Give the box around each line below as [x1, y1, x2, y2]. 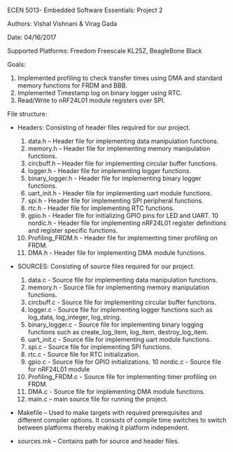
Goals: [7, 60, 26, 69]
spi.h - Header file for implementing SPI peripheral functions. [27, 196, 204, 205]
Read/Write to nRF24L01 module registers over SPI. [17, 96, 166, 104]
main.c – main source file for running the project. [27, 395, 169, 403]
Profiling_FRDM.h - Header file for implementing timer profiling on [27, 234, 218, 242]
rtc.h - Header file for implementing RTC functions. [27, 204, 175, 212]
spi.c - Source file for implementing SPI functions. [27, 343, 172, 351]
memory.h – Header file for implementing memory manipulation [27, 144, 211, 153]
